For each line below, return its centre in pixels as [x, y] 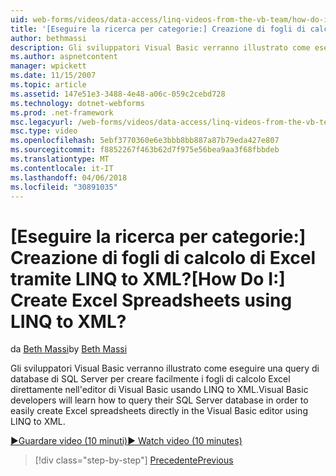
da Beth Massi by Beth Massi [69, 349]
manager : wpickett [48, 66]
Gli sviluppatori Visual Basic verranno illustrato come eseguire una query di [165, 368]
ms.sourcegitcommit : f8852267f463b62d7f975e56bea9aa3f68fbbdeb [145, 150]
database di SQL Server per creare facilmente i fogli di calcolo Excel [150, 379]
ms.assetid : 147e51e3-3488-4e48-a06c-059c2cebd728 [118, 94]
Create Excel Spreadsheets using [151, 300]
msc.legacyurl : [42, 122]
